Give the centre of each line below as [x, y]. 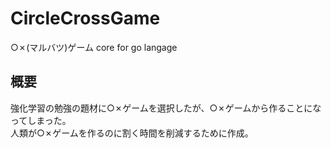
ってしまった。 [41, 120]
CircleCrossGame [85, 18]
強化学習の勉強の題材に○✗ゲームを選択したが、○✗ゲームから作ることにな [166, 108]
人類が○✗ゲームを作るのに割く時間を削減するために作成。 [132, 133]
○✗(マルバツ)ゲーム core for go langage [94, 47]
